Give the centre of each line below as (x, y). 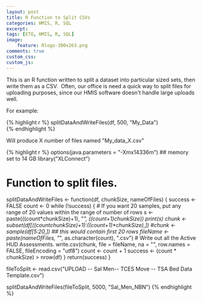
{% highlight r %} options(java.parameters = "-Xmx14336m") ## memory (97, 152)
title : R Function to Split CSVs (48, 18)
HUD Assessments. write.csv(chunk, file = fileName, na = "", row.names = (98, 245)
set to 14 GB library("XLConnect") (48, 158)
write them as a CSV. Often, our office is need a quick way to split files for (99, 86)
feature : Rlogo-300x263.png (52, 46)
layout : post (23, 12)
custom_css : (21, 57)
